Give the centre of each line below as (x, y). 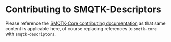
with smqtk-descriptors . (31, 34)
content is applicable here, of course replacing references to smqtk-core (81, 28)
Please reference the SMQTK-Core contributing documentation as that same (86, 23)
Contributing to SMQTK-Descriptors (83, 9)
